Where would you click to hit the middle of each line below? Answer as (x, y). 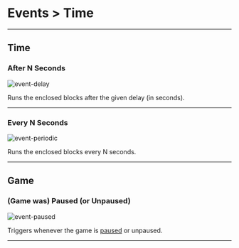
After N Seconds (37, 68)
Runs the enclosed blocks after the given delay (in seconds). (96, 97)
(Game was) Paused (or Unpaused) (69, 201)
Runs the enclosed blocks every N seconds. (72, 151)
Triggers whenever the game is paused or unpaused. (85, 230)
